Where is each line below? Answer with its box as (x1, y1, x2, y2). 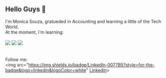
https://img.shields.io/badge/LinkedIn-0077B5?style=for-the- (28, 61, 155, 68)
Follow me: (5, 56, 28, 62)
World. (5, 24, 19, 30)
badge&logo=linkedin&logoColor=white (5, 67, 87, 73)
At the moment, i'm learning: (5, 29, 64, 35)
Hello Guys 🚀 (5, 5, 46, 14)
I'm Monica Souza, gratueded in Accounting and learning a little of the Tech (5, 18, 161, 24)
